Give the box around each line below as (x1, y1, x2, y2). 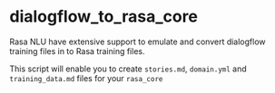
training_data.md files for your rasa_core (9, 72, 163, 83)
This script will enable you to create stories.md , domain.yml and (9, 63, 247, 74)
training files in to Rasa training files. (9, 45, 145, 56)
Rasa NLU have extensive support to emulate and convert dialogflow (9, 36, 266, 47)
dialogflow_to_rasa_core (9, 6, 198, 27)
